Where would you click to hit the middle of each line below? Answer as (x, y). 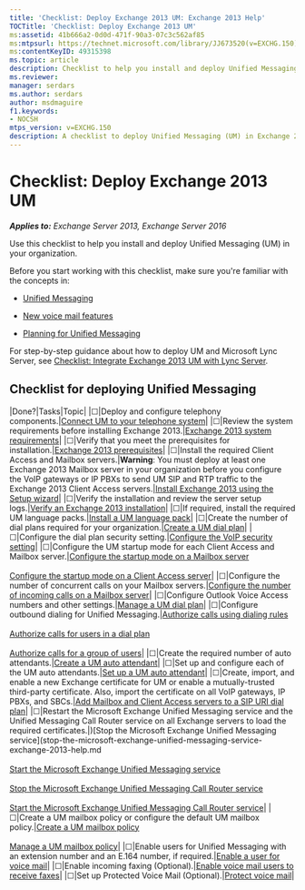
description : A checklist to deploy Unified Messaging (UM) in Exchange (150, 137)
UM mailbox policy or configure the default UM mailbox (157, 817)
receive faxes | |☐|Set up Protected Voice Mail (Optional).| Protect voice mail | (152, 875)
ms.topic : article (44, 60)
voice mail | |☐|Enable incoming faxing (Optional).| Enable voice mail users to (152, 865)
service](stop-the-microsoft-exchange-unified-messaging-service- (136, 740)
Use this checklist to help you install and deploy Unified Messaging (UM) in (150, 243)
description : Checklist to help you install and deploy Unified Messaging (154, 69)
